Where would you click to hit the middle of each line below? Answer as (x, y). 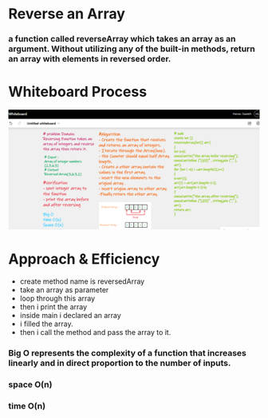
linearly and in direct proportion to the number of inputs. (120, 363)
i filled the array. (46, 324)
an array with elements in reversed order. (90, 59)
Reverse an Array (67, 14)
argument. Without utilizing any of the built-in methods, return (132, 49)
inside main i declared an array (70, 316)
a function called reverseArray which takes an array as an (122, 39)
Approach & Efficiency (84, 259)
